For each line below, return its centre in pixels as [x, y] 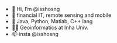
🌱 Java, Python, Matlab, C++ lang [52, 21]
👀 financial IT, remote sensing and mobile [61, 15]
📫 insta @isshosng [35, 34]
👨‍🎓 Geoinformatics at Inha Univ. [50, 27]
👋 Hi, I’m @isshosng [36, 9]
